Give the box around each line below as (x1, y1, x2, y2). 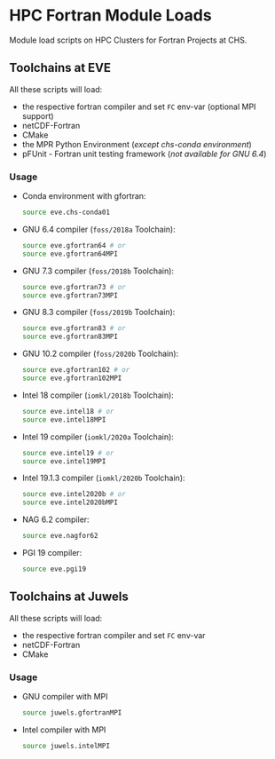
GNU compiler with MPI (21, 692, 108, 702)
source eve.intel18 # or (21, 407, 114, 415)
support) (21, 110, 55, 121)
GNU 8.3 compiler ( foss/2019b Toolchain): (21, 307, 176, 318)
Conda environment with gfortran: (21, 191, 146, 202)
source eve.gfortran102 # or (21, 366, 130, 375)
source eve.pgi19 (21, 565, 87, 573)
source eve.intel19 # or (21, 448, 114, 457)
